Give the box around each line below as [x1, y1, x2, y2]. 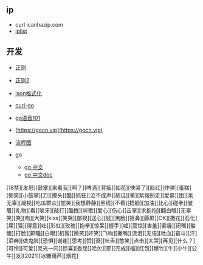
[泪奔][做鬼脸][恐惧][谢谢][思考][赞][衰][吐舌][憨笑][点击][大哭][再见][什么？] [6, 236, 196, 244]
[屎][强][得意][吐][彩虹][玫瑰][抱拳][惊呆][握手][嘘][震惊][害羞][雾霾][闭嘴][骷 [6, 221, 196, 229]
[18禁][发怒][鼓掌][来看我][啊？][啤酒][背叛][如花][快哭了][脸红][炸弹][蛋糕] [6, 184, 191, 191]
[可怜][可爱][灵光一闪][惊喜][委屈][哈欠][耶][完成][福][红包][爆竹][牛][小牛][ [6, 244, 192, 252]
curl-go [15, 101, 35, 109]
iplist [15, 27, 27, 35]
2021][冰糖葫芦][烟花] [24, 252, 79, 260]
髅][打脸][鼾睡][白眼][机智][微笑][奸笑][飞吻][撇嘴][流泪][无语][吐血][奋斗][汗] [6, 229, 198, 236]
